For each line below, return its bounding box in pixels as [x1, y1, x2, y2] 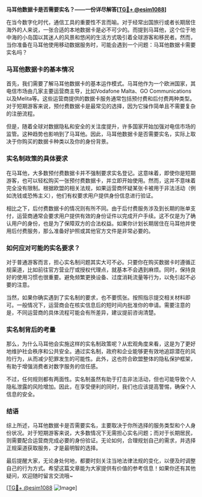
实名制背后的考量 [6, 325, 56, 333]
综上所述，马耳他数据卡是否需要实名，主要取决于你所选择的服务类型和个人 [6, 422, 191, 429]
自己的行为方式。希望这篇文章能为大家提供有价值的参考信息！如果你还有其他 [6, 465, 196, 472]
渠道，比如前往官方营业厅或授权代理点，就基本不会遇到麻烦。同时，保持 [11, 266, 191, 273]
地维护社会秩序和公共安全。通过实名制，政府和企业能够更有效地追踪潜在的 [6, 348, 191, 355]
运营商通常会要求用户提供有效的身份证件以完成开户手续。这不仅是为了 [16, 212, 191, 219]
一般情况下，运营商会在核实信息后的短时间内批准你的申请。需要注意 [16, 301, 185, 309]
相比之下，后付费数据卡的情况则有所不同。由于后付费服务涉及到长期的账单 [6, 205, 191, 212]
